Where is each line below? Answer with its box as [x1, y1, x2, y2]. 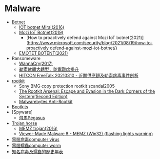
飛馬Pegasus [19, 115, 45, 120]
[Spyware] [11, 109, 33, 115]
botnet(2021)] [116, 35, 144, 40]
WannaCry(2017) [19, 60, 53, 66]
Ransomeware [11, 55, 41, 61]
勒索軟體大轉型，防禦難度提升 [19, 66, 79, 72]
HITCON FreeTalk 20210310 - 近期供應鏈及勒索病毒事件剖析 [19, 72, 139, 78]
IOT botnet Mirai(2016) [19, 24, 64, 30]
